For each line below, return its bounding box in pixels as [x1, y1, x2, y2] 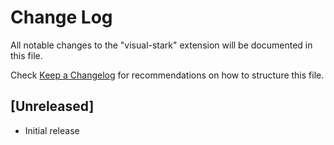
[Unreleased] [10, 98, 95, 115]
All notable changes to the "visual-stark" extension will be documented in [10, 39, 313, 51]
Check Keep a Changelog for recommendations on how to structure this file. [10, 69, 325, 81]
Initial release [24, 124, 80, 136]
